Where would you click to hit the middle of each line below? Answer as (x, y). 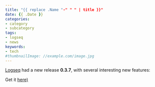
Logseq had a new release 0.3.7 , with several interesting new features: (78, 70)
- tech (12, 51)
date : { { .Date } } (24, 14)
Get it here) (17, 80)
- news (12, 42)
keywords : (15, 47)
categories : (17, 19)
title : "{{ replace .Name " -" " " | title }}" (54, 10)
